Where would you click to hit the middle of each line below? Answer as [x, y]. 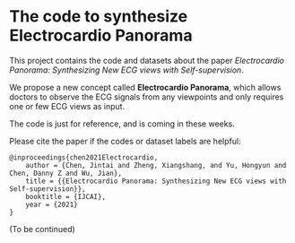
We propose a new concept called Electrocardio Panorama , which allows [145, 87]
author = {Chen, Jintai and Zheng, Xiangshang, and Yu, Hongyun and [156, 165]
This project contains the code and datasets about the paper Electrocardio [147, 60]
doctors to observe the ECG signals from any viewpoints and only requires [147, 97]
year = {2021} [52, 204]
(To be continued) [43, 229]
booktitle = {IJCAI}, [65, 196]
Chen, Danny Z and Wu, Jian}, [66, 173]
